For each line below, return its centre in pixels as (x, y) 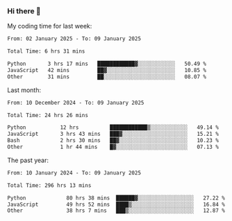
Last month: (24, 90)
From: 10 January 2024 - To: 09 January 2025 (74, 173)
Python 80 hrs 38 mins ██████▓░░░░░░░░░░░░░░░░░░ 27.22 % (116, 198)
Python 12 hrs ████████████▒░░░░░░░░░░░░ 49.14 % (113, 127)
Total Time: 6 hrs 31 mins (46, 51)
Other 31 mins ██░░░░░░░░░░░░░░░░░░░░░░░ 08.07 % (107, 77)
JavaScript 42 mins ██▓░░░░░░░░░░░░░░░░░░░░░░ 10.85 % (107, 70)
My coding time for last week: (50, 26)
